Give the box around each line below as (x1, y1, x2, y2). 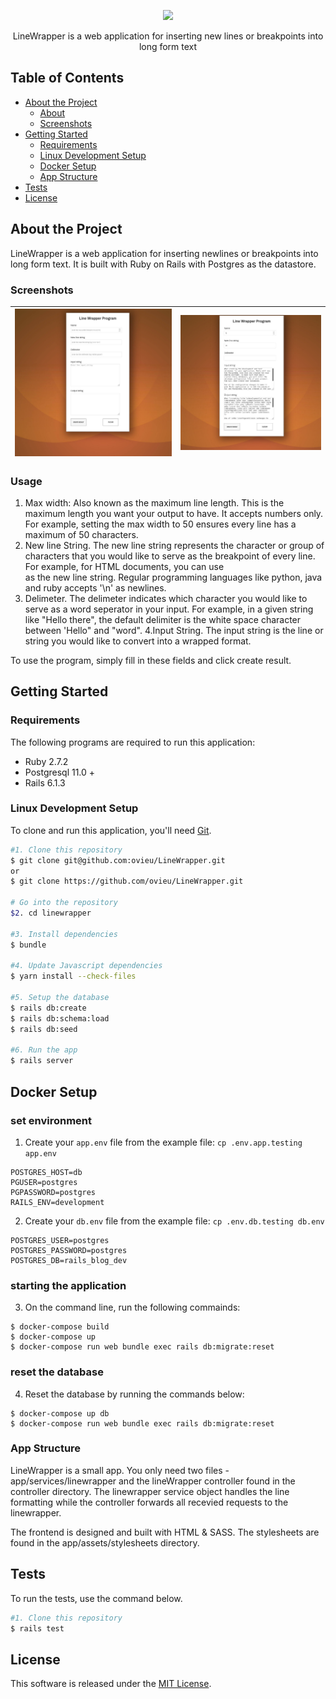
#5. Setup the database (10, 993, 110, 1003)
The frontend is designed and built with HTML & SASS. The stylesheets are (10, 1526, 320, 1538)
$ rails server (10, 1056, 74, 1066)
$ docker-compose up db (10, 1408, 110, 1419)
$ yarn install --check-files (10, 971, 137, 982)
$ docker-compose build (10, 1322, 110, 1332)
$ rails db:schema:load (10, 1013, 110, 1024)
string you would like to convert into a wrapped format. (24, 635, 252, 647)
